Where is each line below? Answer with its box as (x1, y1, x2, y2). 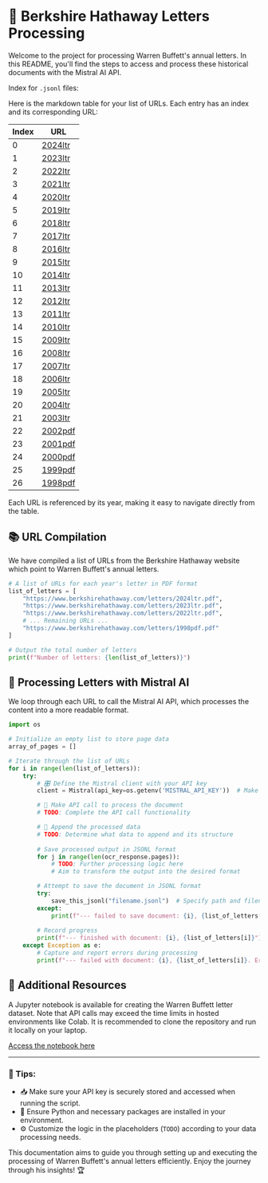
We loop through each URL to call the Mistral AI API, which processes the (8, 697, 250, 707)
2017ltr (41, 230, 70, 241)
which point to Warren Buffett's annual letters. (8, 564, 160, 574)
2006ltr (41, 373, 70, 384)
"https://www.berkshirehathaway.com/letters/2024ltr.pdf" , (22, 595, 223, 603)
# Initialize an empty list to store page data (8, 735, 170, 743)
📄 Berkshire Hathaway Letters (8, 7, 210, 26)
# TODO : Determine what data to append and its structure (37, 830, 234, 838)
